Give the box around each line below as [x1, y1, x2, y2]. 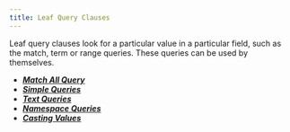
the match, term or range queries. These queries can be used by [9, 47, 249, 58]
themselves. [9, 57, 55, 67]
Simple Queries [22, 84, 82, 94]
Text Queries [22, 93, 72, 104]
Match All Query [22, 74, 85, 85]
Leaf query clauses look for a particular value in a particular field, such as [9, 38, 282, 48]
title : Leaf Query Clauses [9, 13, 110, 22]
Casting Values [22, 112, 82, 123]
